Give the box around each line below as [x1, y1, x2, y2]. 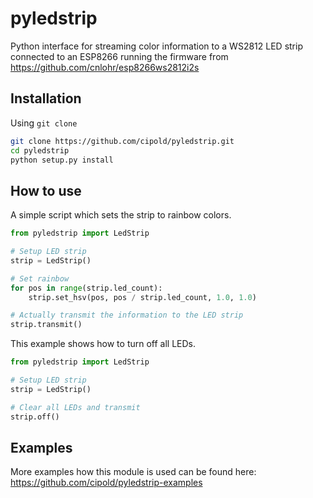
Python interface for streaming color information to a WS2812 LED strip [10, 40, 303, 52]
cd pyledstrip [10, 145, 70, 156]
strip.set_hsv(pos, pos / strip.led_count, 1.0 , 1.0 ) [28, 292, 257, 302]
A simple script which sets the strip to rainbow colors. [10, 209, 232, 221]
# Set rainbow [10, 273, 70, 284]
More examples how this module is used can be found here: [10, 466, 257, 478]
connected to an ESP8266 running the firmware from [10, 50, 229, 62]
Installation [10, 90, 82, 107]
